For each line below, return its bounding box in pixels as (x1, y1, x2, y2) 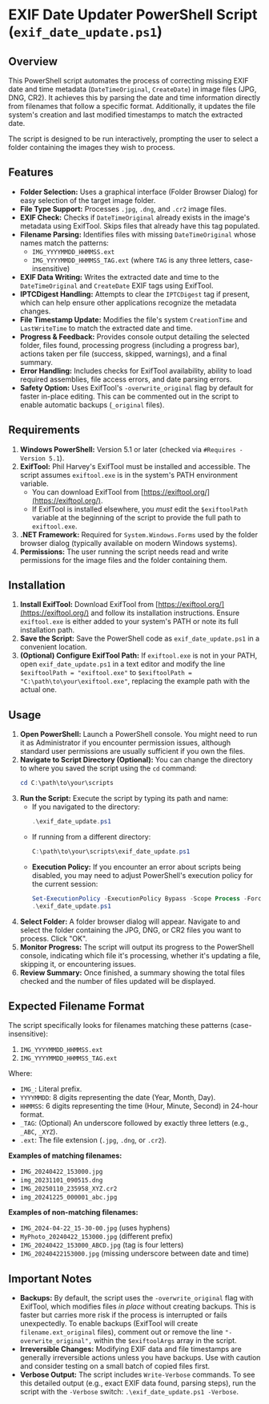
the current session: (31, 879, 98, 888)
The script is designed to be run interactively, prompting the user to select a (8, 134, 259, 144)
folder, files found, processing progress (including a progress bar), (19, 340, 240, 350)
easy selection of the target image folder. (19, 195, 156, 205)
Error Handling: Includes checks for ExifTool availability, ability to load (19, 366, 252, 375)
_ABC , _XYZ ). (19, 1127, 58, 1136)
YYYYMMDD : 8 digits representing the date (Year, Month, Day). (19, 1093, 216, 1103)
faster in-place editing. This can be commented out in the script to (19, 391, 239, 401)
